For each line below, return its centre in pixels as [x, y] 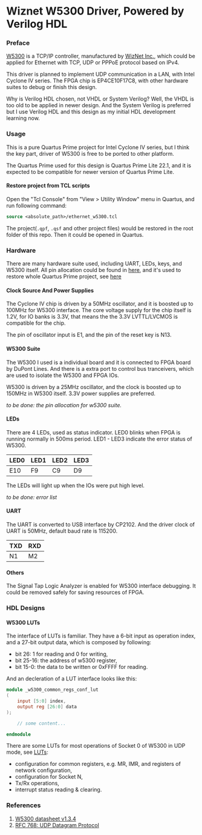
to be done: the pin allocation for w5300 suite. [64, 405]
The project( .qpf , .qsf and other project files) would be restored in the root [100, 228]
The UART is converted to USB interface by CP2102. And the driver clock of [101, 524]
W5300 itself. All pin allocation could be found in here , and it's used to [94, 270]
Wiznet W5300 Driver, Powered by [95, 11]
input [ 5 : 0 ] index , [42, 701]
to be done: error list [32, 497]
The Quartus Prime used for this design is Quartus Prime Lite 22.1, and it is [99, 165]
